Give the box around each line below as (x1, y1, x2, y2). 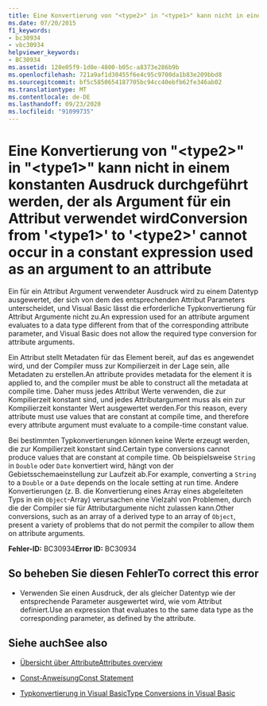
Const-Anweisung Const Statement (19, 673, 133, 682)
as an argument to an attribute (8, 260, 212, 278)
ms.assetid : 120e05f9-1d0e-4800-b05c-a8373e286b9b (8, 64, 180, 72)
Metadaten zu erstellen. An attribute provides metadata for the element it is (8, 369, 253, 378)
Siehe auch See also (8, 637, 108, 650)
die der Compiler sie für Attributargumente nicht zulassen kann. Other (8, 502, 234, 513)
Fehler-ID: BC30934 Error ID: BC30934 (8, 544, 137, 553)
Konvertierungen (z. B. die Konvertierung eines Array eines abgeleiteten (8, 486, 244, 495)
